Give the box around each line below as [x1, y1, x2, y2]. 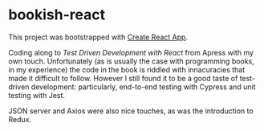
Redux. [8, 114, 32, 124]
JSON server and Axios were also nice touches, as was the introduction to [8, 106, 254, 116]
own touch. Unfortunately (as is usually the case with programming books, [8, 56, 254, 66]
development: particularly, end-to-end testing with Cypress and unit [30, 82, 256, 92]
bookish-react [8, 6, 106, 24]
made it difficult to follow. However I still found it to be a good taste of [8, 73, 238, 83]
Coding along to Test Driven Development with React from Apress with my [8, 47, 254, 57]
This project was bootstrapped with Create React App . [8, 32, 189, 42]
